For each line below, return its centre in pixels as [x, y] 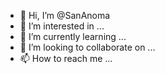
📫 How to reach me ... [66, 58]
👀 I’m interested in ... [62, 26]
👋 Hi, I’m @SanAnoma [65, 15]
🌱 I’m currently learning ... [73, 36]
